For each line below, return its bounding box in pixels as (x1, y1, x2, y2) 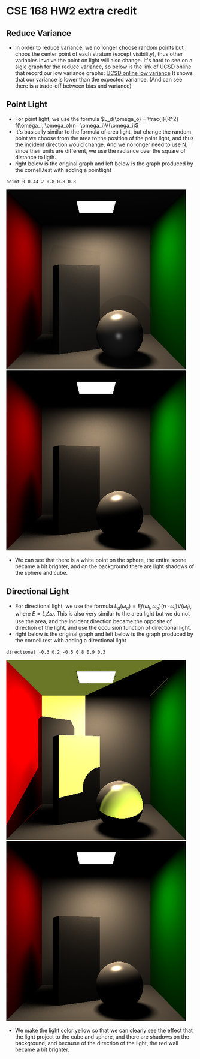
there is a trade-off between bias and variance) (14, 82, 132, 89)
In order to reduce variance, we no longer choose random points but (14, 44, 184, 51)
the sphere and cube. (14, 569, 68, 576)
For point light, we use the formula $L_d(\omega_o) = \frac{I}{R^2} (14, 115, 179, 122)
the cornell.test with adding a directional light (14, 637, 127, 644)
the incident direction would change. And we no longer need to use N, (14, 141, 188, 148)
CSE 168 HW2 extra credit (6, 4, 137, 18)
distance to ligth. (14, 153, 57, 161)
